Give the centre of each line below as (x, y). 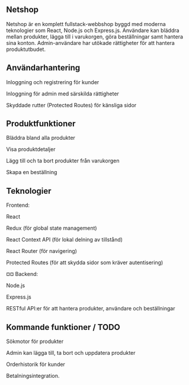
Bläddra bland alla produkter (41, 138)
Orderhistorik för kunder (36, 364)
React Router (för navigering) (41, 251)
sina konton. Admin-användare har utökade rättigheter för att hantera (90, 43)
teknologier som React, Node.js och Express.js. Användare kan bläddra (93, 30)
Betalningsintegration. (33, 376)
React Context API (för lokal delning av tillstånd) (65, 240)
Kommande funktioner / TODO (63, 327)
